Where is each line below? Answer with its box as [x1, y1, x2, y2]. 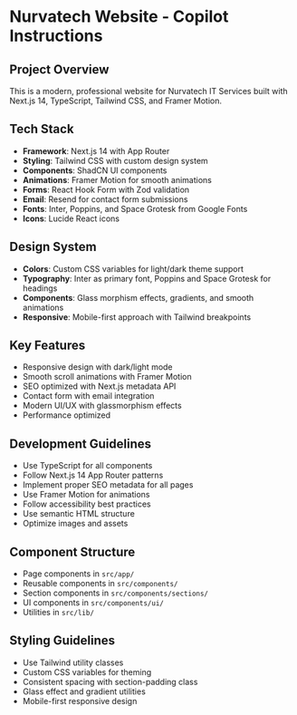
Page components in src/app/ [22, 568, 135, 579]
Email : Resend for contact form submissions [22, 193, 188, 205]
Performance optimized [22, 410, 111, 420]
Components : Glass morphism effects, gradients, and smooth [22, 292, 254, 303]
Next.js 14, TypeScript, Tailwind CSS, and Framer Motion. [9, 95, 222, 106]
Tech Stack [9, 121, 74, 137]
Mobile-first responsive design [22, 695, 138, 706]
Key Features [9, 338, 86, 353]
